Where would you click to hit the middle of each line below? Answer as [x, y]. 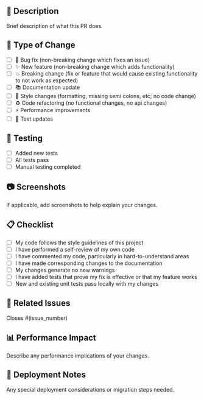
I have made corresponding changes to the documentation [89, 263]
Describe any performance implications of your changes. [78, 355]
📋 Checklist [30, 225]
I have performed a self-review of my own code [75, 249]
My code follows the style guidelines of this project [79, 242]
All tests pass [32, 160]
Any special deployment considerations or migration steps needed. [90, 389]
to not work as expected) [47, 80]
